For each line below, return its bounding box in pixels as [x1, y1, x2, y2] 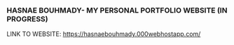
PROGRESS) [6, 14, 48, 24]
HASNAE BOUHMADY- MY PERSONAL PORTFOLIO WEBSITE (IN [6, 6, 228, 15]
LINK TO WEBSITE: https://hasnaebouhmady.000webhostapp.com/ [6, 30, 201, 38]
